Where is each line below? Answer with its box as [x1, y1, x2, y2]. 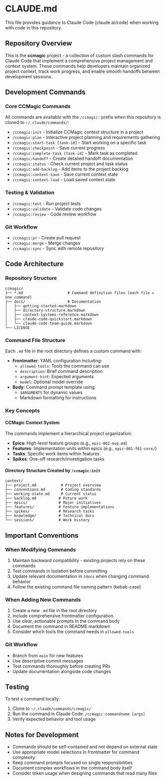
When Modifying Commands [5, 546, 76, 553]
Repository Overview [5, 39, 72, 48]
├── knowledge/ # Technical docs [5, 513, 94, 518]
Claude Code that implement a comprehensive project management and [5, 58, 153, 64]
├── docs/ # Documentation [5, 299, 101, 304]
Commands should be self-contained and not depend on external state [12, 744, 158, 750]
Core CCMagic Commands [5, 103, 71, 110]
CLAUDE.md [5, 3, 58, 14]
